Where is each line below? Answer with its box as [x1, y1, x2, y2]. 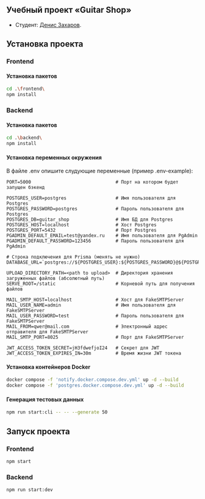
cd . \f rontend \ [6, 86, 45, 92]
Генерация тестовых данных [6, 396, 84, 403]
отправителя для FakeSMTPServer [6, 329, 88, 335]
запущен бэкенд [6, 185, 45, 191]
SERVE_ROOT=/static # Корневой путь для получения [6, 281, 195, 287]
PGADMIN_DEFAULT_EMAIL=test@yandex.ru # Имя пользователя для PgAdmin [6, 232, 198, 239]
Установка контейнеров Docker [6, 363, 91, 371]
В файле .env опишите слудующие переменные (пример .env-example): [6, 168, 193, 175]
